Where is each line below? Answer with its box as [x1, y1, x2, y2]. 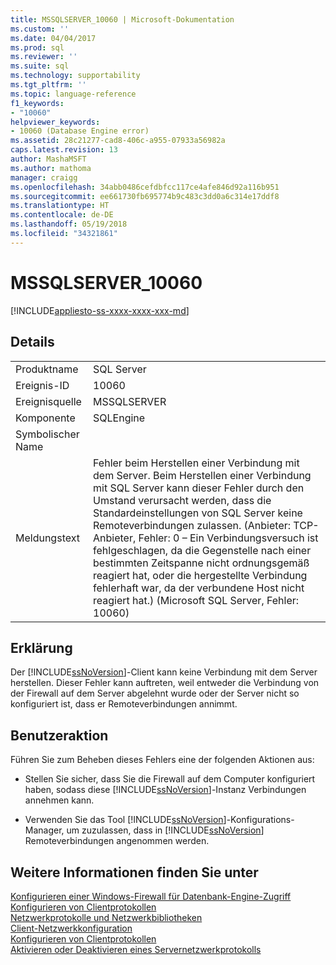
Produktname [15, 362, 79, 376]
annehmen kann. [24, 794, 95, 806]
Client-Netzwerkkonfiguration [10, 922, 133, 934]
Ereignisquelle [15, 394, 82, 408]
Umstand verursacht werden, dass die [93, 493, 272, 507]
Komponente [15, 411, 76, 425]
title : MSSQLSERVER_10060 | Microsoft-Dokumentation [10, 14, 235, 25]
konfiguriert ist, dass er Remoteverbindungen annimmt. [10, 698, 238, 710]
